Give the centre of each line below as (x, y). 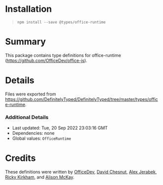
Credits (20, 158)
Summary (25, 42)
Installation (29, 9)
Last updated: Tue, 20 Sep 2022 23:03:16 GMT (60, 128)
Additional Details (27, 117)
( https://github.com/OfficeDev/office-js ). (46, 61)
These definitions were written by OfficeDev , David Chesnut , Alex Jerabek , (81, 172)
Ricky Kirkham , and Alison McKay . (40, 177)
